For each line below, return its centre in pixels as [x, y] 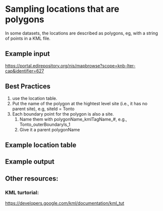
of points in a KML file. [28, 38]
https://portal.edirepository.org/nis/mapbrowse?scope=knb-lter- [70, 65]
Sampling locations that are [62, 9]
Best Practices [28, 86]
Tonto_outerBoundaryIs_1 [45, 124]
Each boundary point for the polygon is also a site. [63, 114]
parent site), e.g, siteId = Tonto [43, 109]
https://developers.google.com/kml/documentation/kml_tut [65, 203]
